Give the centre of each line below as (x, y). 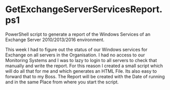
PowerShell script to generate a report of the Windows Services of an (78, 34)
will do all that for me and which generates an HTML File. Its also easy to (81, 71)
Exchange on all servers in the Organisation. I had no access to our (75, 55)
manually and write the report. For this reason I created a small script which (84, 66)
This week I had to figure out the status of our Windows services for (76, 49)
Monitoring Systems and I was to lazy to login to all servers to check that (81, 60)
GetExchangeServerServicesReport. (84, 9)
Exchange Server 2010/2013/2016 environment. (55, 40)
